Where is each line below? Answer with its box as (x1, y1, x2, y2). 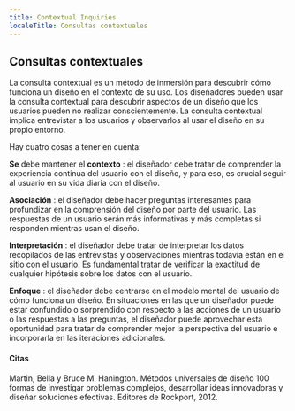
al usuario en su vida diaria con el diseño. (9, 178, 161, 189)
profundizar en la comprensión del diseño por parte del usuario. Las (9, 205, 257, 215)
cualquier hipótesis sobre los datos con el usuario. (9, 268, 193, 279)
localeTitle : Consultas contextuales (9, 21, 148, 30)
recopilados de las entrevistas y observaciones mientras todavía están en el (9, 250, 285, 260)
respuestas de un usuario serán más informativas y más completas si (9, 213, 261, 224)
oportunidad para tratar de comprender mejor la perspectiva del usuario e (9, 323, 278, 334)
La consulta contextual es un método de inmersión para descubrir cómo (9, 77, 272, 89)
